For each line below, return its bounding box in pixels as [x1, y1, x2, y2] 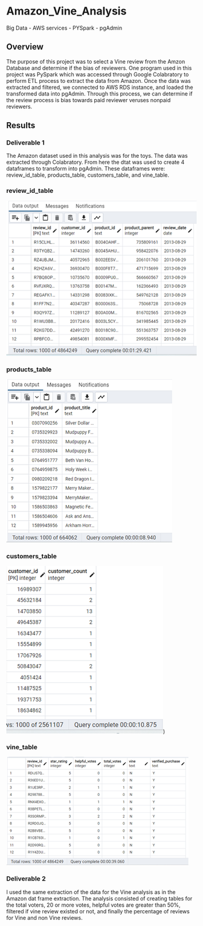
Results [6, 120, 36, 131]
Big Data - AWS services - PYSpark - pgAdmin [6, 24, 123, 31]
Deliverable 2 [6, 875, 47, 883]
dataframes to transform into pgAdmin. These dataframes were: [6, 165, 166, 172]
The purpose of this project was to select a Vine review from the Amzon [6, 57, 185, 65]
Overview [6, 42, 44, 52]
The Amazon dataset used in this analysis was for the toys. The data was [6, 152, 188, 160]
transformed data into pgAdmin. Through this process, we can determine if [6, 90, 193, 97]
